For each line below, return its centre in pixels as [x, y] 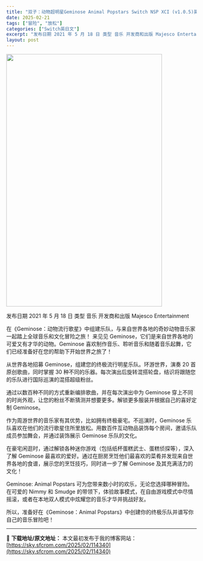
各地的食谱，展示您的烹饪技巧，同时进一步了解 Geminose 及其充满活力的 [102, 463]
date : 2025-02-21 [28, 18]
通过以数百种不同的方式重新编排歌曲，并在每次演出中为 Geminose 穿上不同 [100, 392]
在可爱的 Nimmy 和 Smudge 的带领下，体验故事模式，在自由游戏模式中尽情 [100, 492]
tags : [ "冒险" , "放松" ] [34, 23]
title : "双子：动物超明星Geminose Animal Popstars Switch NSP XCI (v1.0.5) [100, 12]
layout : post [23, 40]
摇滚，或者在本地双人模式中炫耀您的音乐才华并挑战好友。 [78, 499]
